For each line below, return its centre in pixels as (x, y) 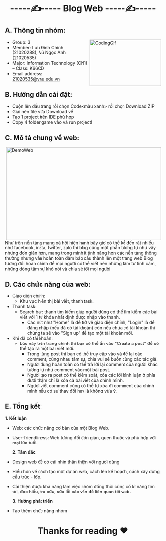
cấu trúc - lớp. (27, 477)
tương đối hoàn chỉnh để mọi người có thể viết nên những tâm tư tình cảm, (81, 263)
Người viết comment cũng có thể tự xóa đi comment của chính (90, 386)
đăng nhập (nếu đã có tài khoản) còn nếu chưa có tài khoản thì (91, 328)
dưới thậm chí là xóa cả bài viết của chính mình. (75, 380)
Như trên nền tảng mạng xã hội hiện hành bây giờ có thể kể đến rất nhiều (80, 243)
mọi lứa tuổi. (25, 443)
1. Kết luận (16, 418)
